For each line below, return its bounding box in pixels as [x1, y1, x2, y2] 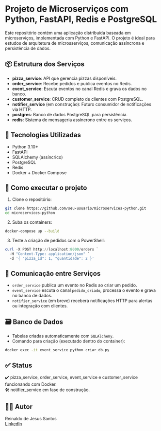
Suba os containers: [12, 219, 52, 225]
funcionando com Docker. [5, 381, 57, 387]
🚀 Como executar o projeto [5, 183, 87, 192]
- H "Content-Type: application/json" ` [9, 251, 90, 256]
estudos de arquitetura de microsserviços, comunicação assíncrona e [5, 40, 145, 46]
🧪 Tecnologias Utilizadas [5, 131, 81, 139]
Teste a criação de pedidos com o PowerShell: [12, 237, 105, 243]
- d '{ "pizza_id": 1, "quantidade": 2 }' [9, 256, 95, 261]
